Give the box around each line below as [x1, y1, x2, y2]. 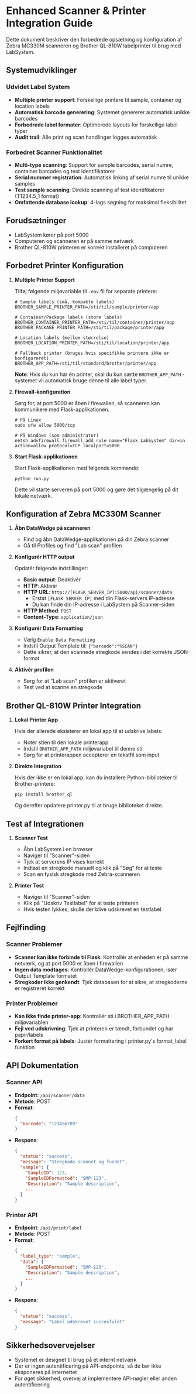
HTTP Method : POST [23, 607, 72, 614]
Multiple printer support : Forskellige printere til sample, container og [14, 96, 181, 103]
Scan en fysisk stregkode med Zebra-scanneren [23, 871, 140, 878]
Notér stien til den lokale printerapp [23, 739, 109, 746]
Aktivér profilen [14, 666, 54, 673]
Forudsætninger [6, 215, 67, 226]
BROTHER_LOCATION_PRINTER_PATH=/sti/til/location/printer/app [14, 340, 170, 346]
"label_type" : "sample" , [20, 1253, 81, 1259]
